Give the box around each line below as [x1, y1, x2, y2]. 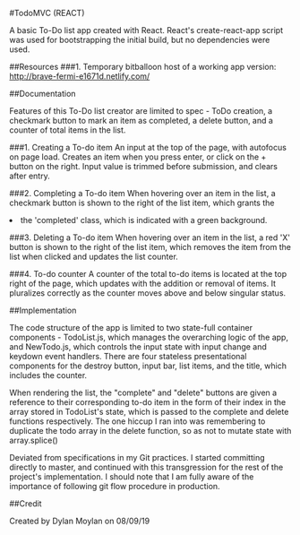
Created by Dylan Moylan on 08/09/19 [9, 515, 150, 526]
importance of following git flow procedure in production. [9, 481, 221, 491]
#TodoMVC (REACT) [9, 8, 85, 18]
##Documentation [9, 89, 76, 99]
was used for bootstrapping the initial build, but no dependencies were [9, 35, 270, 45]
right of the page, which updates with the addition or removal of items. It [9, 278, 276, 289]
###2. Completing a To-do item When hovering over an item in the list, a [9, 188, 276, 198]
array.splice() [9, 435, 58, 445]
